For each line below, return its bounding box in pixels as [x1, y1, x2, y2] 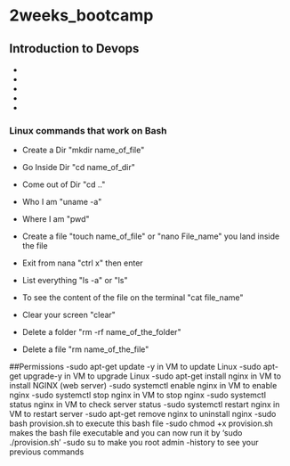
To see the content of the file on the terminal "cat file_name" [21, 292, 244, 303]
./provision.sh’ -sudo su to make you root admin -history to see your [9, 437, 259, 448]
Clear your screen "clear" [21, 309, 116, 321]
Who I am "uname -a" [21, 197, 102, 208]
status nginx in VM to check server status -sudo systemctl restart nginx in [9, 399, 280, 410]
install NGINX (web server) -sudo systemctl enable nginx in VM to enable [9, 380, 278, 391]
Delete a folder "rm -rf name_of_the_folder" [21, 327, 181, 338]
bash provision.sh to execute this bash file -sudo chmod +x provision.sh [9, 418, 274, 429]
